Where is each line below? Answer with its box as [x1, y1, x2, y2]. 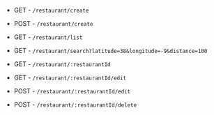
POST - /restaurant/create [13, 20, 93, 27]
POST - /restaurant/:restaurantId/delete [13, 100, 137, 109]
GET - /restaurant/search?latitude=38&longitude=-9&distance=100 [13, 47, 208, 54]
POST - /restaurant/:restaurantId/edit [13, 87, 131, 95]
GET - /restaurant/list [13, 33, 83, 41]
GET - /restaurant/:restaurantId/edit [13, 73, 127, 82]
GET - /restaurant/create [13, 6, 89, 14]
